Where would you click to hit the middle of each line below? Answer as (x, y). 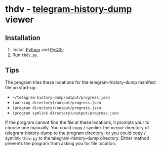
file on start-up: (21, 87)
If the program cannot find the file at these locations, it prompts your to (77, 122)
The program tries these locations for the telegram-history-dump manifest (80, 82)
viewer (20, 19)
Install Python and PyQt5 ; (38, 50)
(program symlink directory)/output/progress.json (65, 113)
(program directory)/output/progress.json (57, 108)
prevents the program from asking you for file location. (61, 143)
